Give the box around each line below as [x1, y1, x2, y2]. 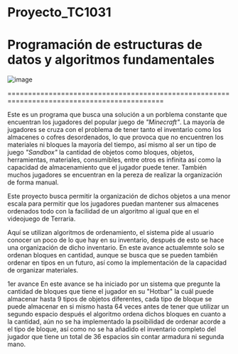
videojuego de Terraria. [7, 214, 76, 223]
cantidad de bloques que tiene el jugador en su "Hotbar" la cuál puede [7, 287, 215, 296]
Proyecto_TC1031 [7, 4, 112, 21]
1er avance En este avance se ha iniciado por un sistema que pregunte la [7, 280, 221, 288]
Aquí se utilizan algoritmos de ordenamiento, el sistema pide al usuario [7, 228, 215, 237]
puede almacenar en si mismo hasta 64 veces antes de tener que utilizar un [7, 302, 229, 311]
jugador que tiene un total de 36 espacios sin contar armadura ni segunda [7, 333, 225, 341]
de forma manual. [7, 178, 59, 187]
